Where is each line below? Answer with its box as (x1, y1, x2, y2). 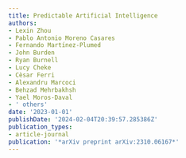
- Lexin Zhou (8, 26, 52, 34)
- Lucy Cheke (8, 64, 52, 72)
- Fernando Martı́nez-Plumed (8, 41, 102, 49)
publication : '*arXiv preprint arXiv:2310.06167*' (8, 137, 180, 146)
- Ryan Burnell (8, 57, 59, 65)
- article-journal (8, 130, 69, 138)
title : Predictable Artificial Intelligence (8, 11, 158, 20)
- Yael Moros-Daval (8, 93, 73, 101)
